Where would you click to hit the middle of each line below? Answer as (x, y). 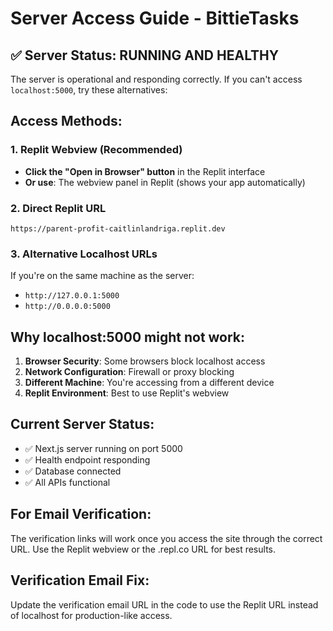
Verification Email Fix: (80, 580)
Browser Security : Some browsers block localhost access (145, 361)
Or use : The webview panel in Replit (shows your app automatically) (165, 182)
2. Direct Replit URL (58, 208)
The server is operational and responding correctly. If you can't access (156, 79)
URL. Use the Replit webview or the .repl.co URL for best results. (143, 549)
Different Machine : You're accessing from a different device (149, 383)
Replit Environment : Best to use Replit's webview (127, 393)
